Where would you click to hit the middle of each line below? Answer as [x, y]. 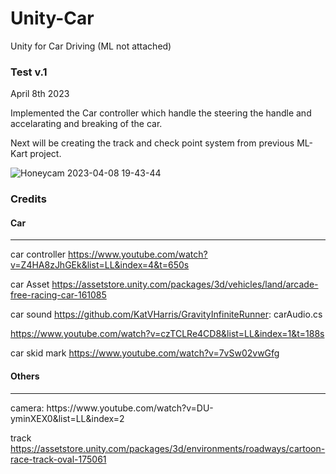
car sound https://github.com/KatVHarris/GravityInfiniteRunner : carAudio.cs [166, 314]
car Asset [30, 284]
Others [25, 376]
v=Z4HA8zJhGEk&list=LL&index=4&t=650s [100, 265]
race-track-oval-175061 [58, 459]
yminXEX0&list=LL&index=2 [67, 418]
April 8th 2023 [40, 94]
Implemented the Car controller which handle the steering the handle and [161, 113]
